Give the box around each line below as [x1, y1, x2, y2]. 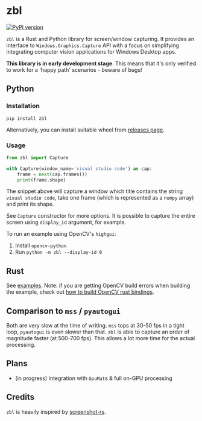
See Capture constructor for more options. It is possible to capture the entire [6, 212, 195, 220]
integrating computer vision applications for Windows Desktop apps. [6, 48, 177, 55]
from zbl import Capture [6, 154, 69, 160]
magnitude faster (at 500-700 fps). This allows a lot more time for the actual [6, 335, 195, 342]
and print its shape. [6, 200, 54, 208]
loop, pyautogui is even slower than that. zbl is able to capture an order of [6, 328, 190, 335]
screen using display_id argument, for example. [6, 218, 127, 226]
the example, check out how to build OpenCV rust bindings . [6, 288, 155, 296]
